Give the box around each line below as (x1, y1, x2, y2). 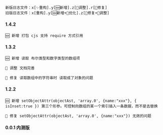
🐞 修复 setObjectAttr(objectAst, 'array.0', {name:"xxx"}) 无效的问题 (5, 113, 151, 118)
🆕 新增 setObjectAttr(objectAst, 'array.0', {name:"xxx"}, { (5, 98, 137, 103)
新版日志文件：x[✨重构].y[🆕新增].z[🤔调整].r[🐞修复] (5, 5, 107, 10)
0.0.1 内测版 (5, 124, 30, 130)
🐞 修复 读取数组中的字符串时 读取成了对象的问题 (5, 76, 93, 81)
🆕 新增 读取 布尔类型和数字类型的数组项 (5, 56, 80, 61)
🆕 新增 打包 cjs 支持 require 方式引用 (5, 33, 83, 38)
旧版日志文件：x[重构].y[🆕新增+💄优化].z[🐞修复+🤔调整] (5, 11, 110, 16)
